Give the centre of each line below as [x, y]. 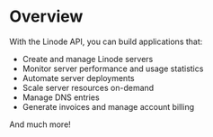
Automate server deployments [78, 78]
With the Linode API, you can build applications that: [106, 41]
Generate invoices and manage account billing [108, 106]
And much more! [40, 124]
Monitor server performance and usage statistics [113, 68]
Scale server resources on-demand [88, 87]
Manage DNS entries [61, 97]
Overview [46, 17]
